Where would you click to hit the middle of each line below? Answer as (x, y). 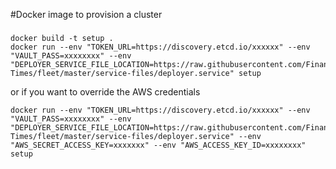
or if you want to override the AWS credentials (105, 91)
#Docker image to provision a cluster (86, 14)
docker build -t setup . (62, 38)
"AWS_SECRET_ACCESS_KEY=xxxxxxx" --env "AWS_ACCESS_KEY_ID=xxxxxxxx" (158, 145)
